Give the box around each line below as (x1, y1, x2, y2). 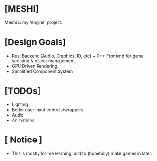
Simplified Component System (11, 68, 73, 74)
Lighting (11, 101, 28, 107)
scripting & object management (11, 58, 75, 64)
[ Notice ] (4, 134, 42, 145)
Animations (11, 117, 35, 123)
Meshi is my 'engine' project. (4, 20, 63, 25)
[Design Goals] (4, 37, 66, 48)
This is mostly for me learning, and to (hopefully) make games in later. (11, 150, 152, 156)
